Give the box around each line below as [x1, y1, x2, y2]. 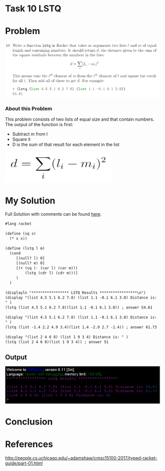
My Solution [5, 195, 55, 206]
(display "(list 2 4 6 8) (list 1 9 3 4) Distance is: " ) [5, 335, 129, 340]
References [5, 439, 53, 450]
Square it [12, 136, 31, 142]
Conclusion [5, 416, 53, 428]
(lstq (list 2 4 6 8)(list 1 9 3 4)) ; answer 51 [5, 339, 109, 345]
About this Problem [5, 105, 53, 112]
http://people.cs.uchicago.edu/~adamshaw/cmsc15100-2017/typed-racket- [5, 455, 158, 461]
